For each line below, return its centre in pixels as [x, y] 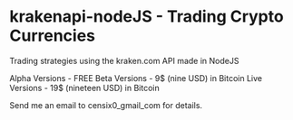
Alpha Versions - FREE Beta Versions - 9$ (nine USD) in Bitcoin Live [136, 78]
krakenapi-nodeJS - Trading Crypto [146, 17]
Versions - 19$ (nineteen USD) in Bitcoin [85, 88]
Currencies [53, 36]
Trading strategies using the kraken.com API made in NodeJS [124, 60]
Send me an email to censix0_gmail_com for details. [106, 105]
